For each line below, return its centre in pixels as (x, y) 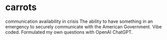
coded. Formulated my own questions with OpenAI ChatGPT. (69, 32)
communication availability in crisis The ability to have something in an (79, 21)
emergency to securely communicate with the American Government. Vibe (83, 26)
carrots (21, 7)
